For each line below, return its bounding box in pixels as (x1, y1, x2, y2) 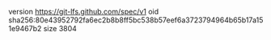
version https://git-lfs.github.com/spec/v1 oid (8, 7, 159, 16)
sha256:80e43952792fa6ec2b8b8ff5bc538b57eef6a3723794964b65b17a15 (8, 15, 264, 25)
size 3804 (43, 24, 77, 33)
